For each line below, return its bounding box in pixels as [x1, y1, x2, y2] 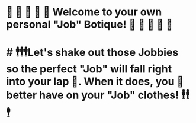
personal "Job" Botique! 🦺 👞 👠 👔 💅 [6, 18, 173, 31]
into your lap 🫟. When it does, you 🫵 [6, 75, 184, 88]
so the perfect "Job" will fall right [6, 62, 172, 76]
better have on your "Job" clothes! [6, 88, 179, 102]
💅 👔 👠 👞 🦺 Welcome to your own [6, 5, 162, 19]
